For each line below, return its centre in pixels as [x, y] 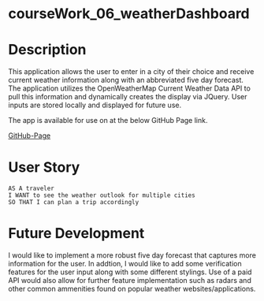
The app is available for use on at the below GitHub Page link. [108, 121]
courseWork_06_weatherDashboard [129, 14]
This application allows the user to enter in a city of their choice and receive [131, 72]
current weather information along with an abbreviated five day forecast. [126, 80]
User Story [44, 167]
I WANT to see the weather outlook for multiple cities [102, 195]
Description [47, 50]
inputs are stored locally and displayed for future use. [95, 105]
